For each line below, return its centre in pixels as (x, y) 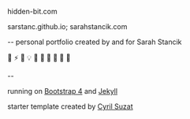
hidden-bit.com (32, 11)
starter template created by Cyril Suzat (70, 106)
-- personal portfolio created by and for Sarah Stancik (95, 42)
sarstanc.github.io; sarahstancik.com (67, 26)
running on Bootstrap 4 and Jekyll (63, 91)
